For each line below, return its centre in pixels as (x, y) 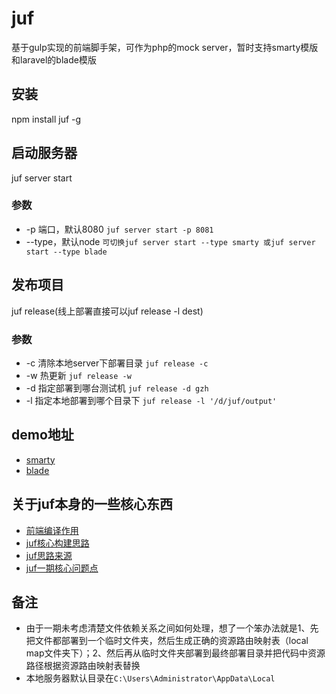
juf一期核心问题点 (62, 568)
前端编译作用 (52, 530)
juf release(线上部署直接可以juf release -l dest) (107, 311)
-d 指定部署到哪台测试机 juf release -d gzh (117, 388)
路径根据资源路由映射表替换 (83, 666)
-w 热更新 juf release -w (78, 375)
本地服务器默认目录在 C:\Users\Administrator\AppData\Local (150, 678)
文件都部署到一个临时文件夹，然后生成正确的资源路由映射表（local (171, 641)
